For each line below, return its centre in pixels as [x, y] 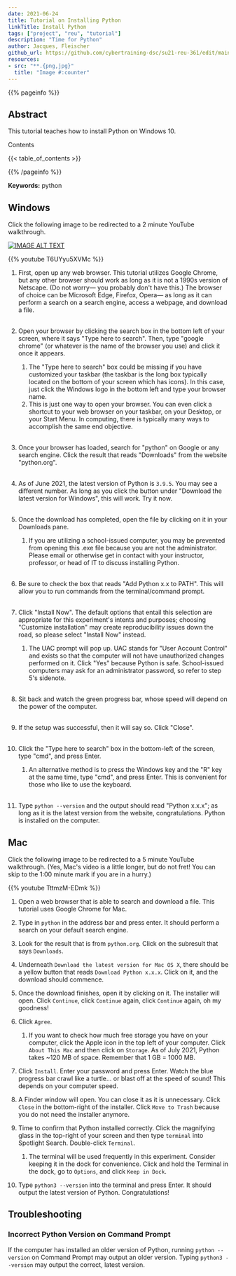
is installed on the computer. [59, 820]
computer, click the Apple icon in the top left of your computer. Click [127, 1043]
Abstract [28, 114]
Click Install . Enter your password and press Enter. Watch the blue [116, 1071]
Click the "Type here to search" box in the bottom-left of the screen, [117, 749]
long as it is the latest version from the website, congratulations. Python [122, 813]
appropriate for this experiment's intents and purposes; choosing [112, 620]
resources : [24, 60]
